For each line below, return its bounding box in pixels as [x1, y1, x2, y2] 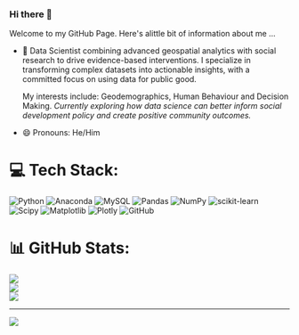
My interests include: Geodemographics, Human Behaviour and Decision [21, 91, 289, 102]
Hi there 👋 [9, 8, 53, 20]
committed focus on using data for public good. [21, 74, 198, 85]
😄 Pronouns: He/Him [21, 127, 101, 138]
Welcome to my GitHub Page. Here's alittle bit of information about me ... [9, 29, 276, 39]
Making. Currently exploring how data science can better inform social [21, 101, 282, 111]
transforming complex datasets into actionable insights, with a [21, 64, 251, 75]
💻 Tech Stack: [9, 160, 119, 181]
